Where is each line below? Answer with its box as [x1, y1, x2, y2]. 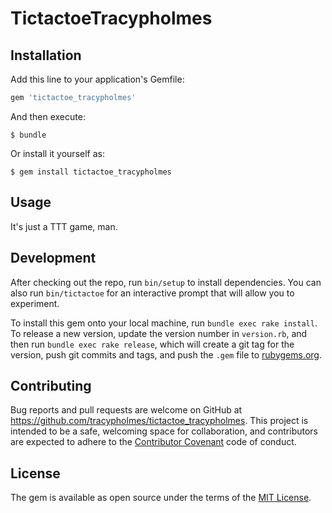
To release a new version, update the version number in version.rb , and [10, 327, 308, 339]
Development [10, 250, 97, 267]
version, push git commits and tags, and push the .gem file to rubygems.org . [10, 348, 323, 361]
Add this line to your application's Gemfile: [10, 73, 185, 85]
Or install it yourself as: [10, 147, 105, 159]
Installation [10, 47, 82, 64]
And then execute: [10, 110, 86, 122]
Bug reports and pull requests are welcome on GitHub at [10, 404, 243, 416]
